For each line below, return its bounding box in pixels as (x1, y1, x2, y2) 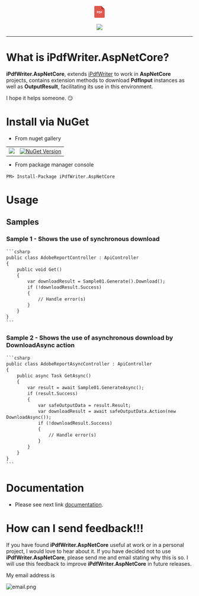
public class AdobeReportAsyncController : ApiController (6, 361, 152, 367)
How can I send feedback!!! (6, 522, 144, 536)
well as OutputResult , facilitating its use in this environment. (6, 83, 153, 90)
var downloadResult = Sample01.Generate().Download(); (27, 278, 166, 284)
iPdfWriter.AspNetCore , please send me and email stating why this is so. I (6, 554, 188, 561)
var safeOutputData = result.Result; (37, 403, 131, 409)
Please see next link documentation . (14, 501, 104, 508)
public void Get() (17, 267, 62, 273)
